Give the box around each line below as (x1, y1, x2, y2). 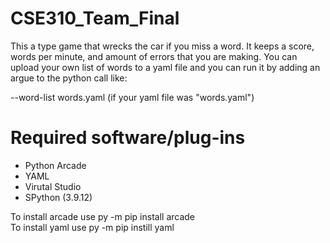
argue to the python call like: (10, 72, 128, 84)
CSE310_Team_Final (10, 7, 180, 30)
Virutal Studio (24, 180, 82, 192)
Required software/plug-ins (10, 127, 246, 149)
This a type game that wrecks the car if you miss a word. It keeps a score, (10, 40, 315, 52)
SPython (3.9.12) (24, 191, 93, 203)
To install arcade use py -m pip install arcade (10, 210, 196, 222)
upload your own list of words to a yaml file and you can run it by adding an (10, 61, 321, 73)
